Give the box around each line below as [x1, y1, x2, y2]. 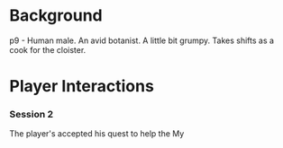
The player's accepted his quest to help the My [9, 128, 185, 139]
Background [9, 5, 103, 26]
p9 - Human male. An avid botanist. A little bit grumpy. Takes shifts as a [9, 35, 275, 46]
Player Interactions [9, 76, 155, 97]
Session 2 [9, 109, 54, 121]
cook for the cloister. [9, 44, 87, 55]
